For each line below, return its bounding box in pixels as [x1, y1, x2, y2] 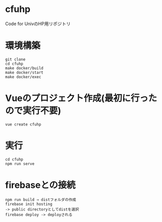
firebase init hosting [5, 201, 52, 206]
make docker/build [5, 65, 43, 70]
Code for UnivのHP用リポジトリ [5, 20, 71, 26]
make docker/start [5, 70, 43, 75]
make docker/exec [5, 74, 41, 79]
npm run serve [5, 161, 35, 166]
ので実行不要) [5, 105, 61, 116]
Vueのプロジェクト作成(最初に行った [5, 92, 157, 104]
